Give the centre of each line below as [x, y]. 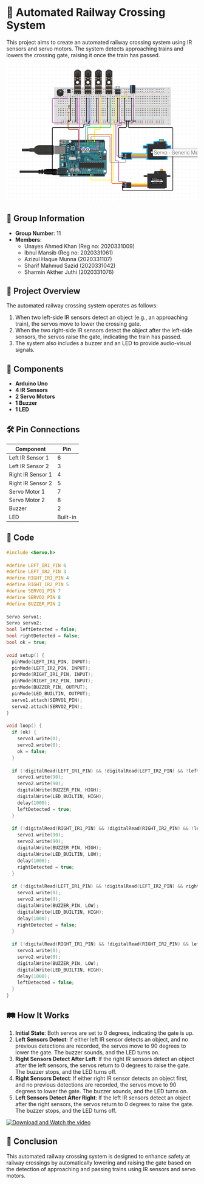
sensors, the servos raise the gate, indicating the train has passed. [98, 337]
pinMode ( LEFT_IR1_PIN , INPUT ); [51, 662]
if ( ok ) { [24, 732]
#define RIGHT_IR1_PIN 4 [38, 578]
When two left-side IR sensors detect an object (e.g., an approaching [101, 317]
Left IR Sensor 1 [29, 457]
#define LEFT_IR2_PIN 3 [36, 572]
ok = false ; [32, 751]
